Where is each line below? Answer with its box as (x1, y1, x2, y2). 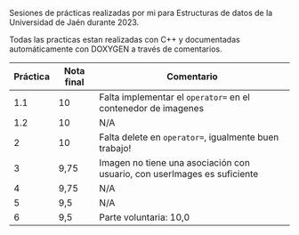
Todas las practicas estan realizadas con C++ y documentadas (9, 35, 240, 45)
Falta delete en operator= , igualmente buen (99, 131, 279, 143)
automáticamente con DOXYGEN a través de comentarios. (9, 44, 222, 54)
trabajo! (99, 142, 132, 154)
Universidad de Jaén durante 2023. (9, 17, 140, 28)
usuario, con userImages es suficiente (99, 168, 259, 180)
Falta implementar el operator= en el (99, 91, 251, 103)
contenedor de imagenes (99, 102, 205, 114)
